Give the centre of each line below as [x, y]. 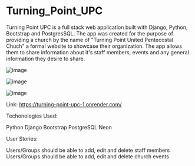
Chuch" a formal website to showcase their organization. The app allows [94, 46]
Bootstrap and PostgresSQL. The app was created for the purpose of [90, 33]
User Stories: [22, 139]
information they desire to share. [46, 58]
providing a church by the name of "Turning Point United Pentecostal [90, 40]
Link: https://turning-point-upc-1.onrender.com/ [64, 104]
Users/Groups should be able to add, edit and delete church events [87, 156]
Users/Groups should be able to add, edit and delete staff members [88, 150]
